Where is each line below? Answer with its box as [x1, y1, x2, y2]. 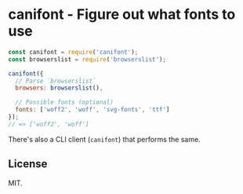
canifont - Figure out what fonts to [8, 5, 236, 24]
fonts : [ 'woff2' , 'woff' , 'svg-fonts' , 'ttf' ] [15, 106, 170, 114]
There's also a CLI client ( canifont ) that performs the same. [8, 134, 201, 144]
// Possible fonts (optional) [15, 98, 114, 107]
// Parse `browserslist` [15, 77, 96, 85]
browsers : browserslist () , [15, 84, 103, 92]
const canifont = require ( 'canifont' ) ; [8, 48, 139, 56]
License [8, 157, 48, 170]
